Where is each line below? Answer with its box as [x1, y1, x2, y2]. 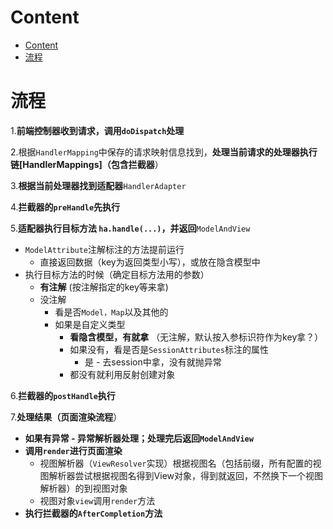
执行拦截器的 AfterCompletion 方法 [24, 507, 163, 519]
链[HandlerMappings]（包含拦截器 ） [10, 158, 164, 170]
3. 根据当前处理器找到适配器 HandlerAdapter [10, 179, 187, 191]
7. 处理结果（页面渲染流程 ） [10, 411, 123, 423]
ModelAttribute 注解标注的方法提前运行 [24, 243, 185, 255]
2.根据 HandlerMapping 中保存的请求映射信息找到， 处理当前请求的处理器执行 [10, 146, 318, 158]
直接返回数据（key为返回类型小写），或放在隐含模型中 [39, 256, 261, 268]
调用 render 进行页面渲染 [24, 444, 123, 456]
